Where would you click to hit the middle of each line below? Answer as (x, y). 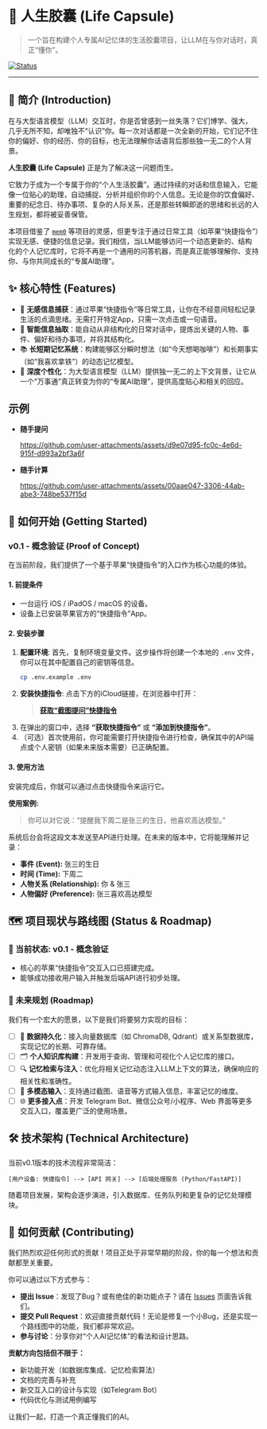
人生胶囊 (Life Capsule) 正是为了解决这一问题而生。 (93, 167)
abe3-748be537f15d (53, 495)
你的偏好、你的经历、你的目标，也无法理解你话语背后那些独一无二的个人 (126, 141)
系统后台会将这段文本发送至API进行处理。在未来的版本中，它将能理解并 (125, 837)
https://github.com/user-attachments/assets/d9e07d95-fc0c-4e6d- (131, 445)
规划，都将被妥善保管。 (53, 214)
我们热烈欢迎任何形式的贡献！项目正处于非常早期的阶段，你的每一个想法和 (130, 1252)
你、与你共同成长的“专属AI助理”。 (64, 261)
